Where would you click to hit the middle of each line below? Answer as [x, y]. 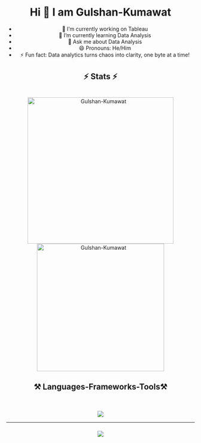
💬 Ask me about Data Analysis [105, 41]
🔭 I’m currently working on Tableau [105, 29]
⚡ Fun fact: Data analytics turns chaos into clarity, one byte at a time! [105, 55]
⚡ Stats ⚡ [100, 77]
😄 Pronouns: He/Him [105, 48]
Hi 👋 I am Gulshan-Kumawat [100, 12]
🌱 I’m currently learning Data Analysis [105, 35]
